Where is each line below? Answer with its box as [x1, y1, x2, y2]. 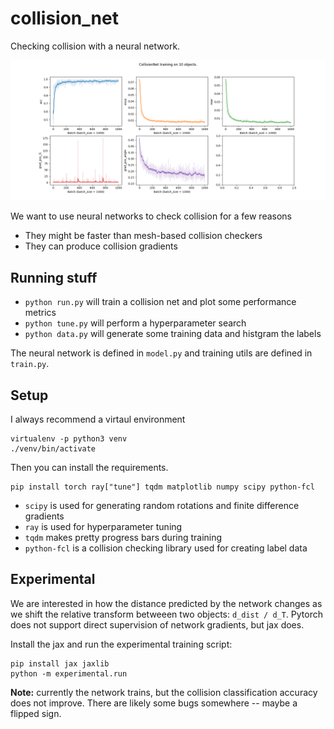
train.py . [10, 358, 50, 370]
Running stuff [10, 269, 98, 286]
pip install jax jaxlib [10, 658, 110, 669]
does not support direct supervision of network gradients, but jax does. [10, 618, 305, 631]
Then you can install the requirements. [10, 462, 169, 473]
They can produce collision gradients [24, 240, 178, 252]
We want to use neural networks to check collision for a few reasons [10, 210, 292, 222]
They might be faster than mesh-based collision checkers [24, 230, 263, 242]
